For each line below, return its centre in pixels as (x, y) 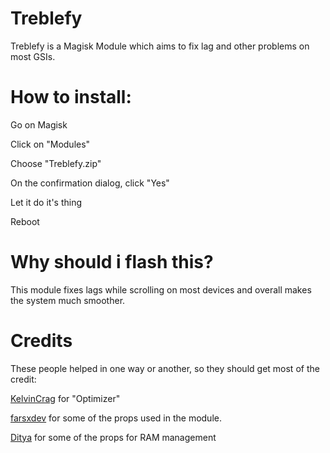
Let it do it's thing (46, 202)
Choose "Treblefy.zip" (56, 163)
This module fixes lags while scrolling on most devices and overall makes (161, 289)
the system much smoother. (68, 300)
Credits (41, 341)
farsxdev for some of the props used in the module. (116, 418)
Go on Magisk (39, 124)
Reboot (25, 221)
